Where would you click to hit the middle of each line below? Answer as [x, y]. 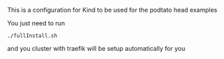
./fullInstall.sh [32, 36]
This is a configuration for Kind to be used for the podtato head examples [112, 10]
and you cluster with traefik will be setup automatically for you [96, 48]
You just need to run [36, 23]
